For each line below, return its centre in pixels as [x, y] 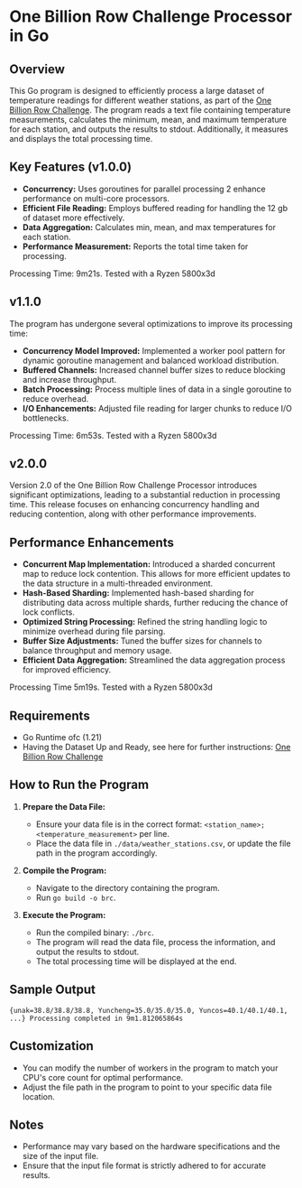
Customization [52, 1046]
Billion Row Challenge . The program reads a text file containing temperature [150, 110]
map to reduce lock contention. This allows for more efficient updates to [156, 574]
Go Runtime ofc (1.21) [62, 738]
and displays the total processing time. [81, 139]
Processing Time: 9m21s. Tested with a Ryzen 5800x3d [113, 274]
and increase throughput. [69, 379]
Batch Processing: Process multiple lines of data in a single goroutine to [157, 389]
